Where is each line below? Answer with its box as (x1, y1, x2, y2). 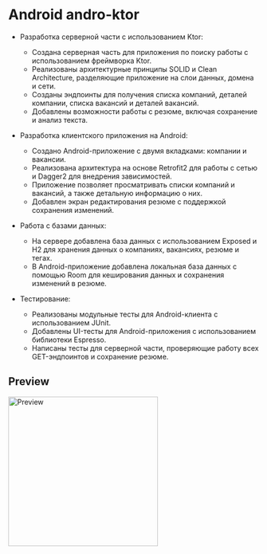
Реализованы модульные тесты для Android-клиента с (31, 309, 218, 319)
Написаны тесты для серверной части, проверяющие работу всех (31, 343, 259, 352)
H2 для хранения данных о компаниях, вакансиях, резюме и (31, 245, 239, 254)
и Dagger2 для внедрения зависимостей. (31, 171, 173, 181)
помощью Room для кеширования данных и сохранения (31, 269, 225, 280)
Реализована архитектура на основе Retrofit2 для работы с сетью (31, 163, 257, 172)
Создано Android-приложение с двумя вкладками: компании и (31, 146, 247, 155)
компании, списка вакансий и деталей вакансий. (31, 98, 199, 108)
